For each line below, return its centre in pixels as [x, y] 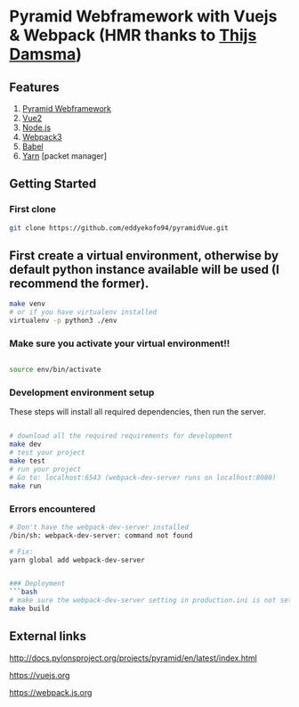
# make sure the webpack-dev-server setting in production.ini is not [143, 600]
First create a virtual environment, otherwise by [144, 255]
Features [34, 87]
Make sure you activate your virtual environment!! [120, 343]
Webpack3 [42, 137]
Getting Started [53, 184]
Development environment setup [82, 392]
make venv [28, 304]
